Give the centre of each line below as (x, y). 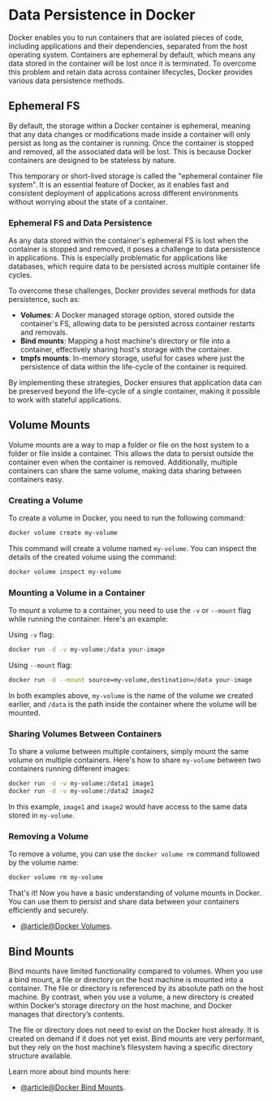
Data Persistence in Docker (102, 15)
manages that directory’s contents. (67, 1014)
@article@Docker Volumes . (66, 926)
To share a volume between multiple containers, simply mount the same (129, 752)
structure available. (41, 1055)
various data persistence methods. (67, 80)
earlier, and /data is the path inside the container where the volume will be (133, 704)
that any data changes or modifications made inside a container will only (130, 134)
